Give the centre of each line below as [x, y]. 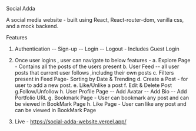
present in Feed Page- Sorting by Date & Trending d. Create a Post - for [101, 79]
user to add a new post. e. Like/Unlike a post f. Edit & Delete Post [93, 85]
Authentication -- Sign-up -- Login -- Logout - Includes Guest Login [97, 49]
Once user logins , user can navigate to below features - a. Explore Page [102, 60]
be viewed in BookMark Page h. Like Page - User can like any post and [100, 104]
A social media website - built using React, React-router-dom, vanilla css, [95, 20]
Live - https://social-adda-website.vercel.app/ [70, 122]
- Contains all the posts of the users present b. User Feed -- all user [97, 66]
